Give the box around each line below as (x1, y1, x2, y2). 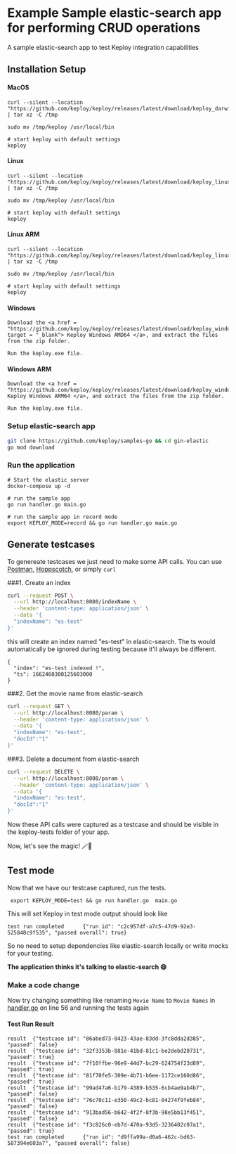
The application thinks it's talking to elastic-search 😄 (7, 962, 167, 971)
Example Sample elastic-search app (7, 5, 222, 21)
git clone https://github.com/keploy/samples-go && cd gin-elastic (7, 437, 209, 444)
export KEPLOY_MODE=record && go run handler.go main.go (7, 519, 178, 527)
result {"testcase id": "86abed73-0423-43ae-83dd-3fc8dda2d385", (7, 1035, 206, 1042)
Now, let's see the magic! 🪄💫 (7, 842, 93, 850)
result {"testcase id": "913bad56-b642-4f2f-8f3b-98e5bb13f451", (7, 1109, 206, 1116)
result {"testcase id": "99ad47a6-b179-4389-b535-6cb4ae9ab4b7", (7, 1084, 206, 1091)
